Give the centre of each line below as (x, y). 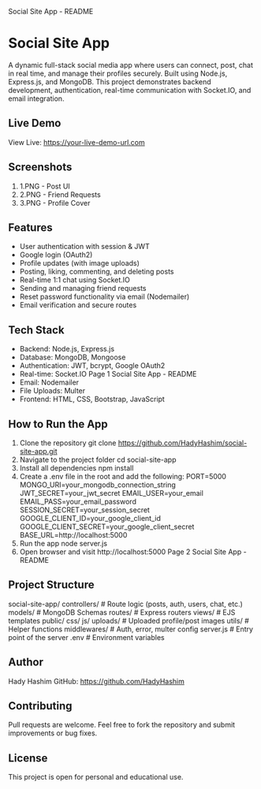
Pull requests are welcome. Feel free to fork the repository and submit (121, 725)
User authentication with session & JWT (84, 247)
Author (26, 662)
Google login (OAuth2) (56, 255)
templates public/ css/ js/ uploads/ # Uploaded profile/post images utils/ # (129, 620)
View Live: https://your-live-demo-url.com (76, 142)
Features (30, 227)
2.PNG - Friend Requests (60, 194)
